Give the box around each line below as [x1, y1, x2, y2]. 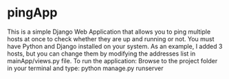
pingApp [7, 5, 58, 21]
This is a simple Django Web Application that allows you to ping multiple [7, 27, 211, 36]
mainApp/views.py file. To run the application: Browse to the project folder [7, 56, 218, 65]
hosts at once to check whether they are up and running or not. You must [7, 34, 215, 43]
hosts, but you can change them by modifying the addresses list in [7, 49, 196, 58]
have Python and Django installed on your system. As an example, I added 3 [7, 42, 223, 50]
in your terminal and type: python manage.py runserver [7, 64, 164, 72]
